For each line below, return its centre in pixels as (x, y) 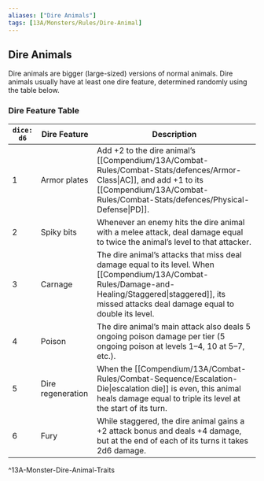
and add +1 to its (172, 179)
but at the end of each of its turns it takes (173, 440)
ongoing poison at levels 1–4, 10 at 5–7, (171, 346)
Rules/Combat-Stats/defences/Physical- (173, 199)
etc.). (106, 356)
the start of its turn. (132, 408)
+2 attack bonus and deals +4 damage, (169, 431)
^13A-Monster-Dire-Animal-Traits (62, 470)
